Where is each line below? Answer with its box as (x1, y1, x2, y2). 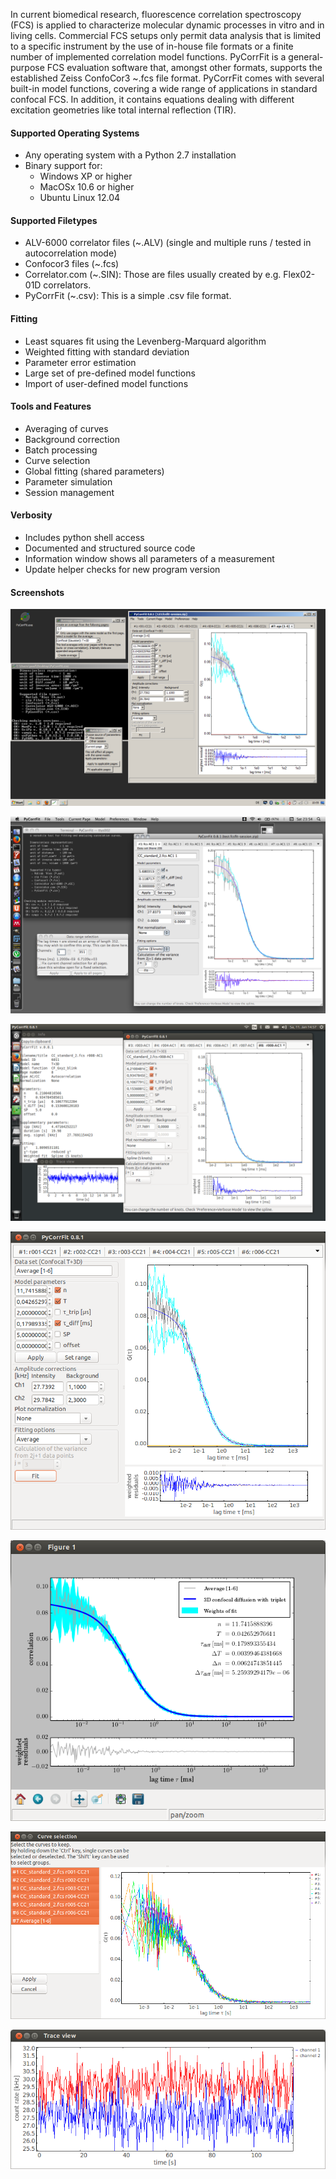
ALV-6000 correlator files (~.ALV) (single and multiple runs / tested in (24, 237, 312, 249)
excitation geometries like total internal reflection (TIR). (10, 104, 237, 116)
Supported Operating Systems (10, 127, 140, 139)
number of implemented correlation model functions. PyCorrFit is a (10, 51, 287, 63)
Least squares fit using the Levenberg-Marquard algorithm (24, 335, 267, 347)
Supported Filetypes (10, 214, 98, 226)
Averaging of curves (24, 422, 109, 434)
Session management (24, 486, 115, 498)
